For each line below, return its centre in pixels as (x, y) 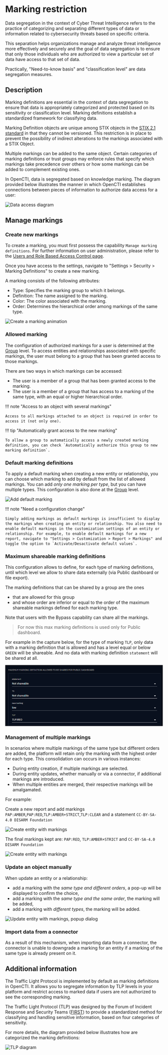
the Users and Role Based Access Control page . (55, 256)
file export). (17, 578)
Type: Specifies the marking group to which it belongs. (69, 291)
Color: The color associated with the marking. (59, 301)
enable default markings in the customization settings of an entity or (82, 529)
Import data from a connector (42, 931)
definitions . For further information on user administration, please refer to (82, 251)
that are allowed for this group (43, 597)
